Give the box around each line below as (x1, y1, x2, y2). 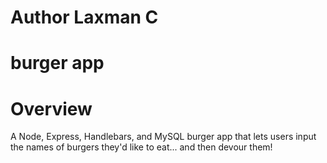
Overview (10, 97, 93, 120)
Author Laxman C (10, 6, 159, 29)
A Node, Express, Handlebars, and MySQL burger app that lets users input (10, 131, 317, 143)
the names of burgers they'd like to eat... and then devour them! (10, 141, 273, 153)
